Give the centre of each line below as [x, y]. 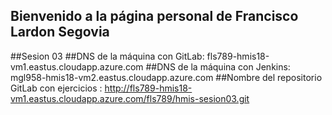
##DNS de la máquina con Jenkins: [218, 66]
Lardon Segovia [60, 32]
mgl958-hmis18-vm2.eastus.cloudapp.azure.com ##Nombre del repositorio [166, 77]
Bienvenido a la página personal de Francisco [154, 16]
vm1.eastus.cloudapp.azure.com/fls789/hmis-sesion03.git [130, 98]
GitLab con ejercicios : [56, 88]
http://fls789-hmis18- [148, 88]
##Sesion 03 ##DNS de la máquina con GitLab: [107, 56]
